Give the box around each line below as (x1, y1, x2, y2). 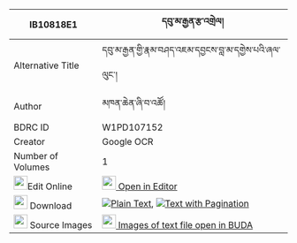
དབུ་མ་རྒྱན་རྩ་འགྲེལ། (162, 15, 224, 27)
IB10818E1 (29, 18, 78, 30)
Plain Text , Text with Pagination (110, 197, 249, 209)
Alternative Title (13, 59, 80, 72)
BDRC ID (13, 121, 50, 133)
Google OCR (102, 136, 154, 148)
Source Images (29, 219, 93, 231)
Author (13, 100, 42, 112)
